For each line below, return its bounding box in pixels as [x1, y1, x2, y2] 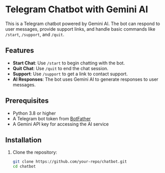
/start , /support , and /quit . [5, 31, 65, 37]
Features [5, 46, 34, 55]
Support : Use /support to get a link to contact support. [12, 71, 128, 77]
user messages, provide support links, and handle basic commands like [5, 26, 155, 32]
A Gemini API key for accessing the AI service [12, 121, 109, 127]
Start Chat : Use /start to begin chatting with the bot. [12, 60, 125, 66]
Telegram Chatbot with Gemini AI [5, 4, 149, 15]
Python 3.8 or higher [12, 110, 56, 116]
